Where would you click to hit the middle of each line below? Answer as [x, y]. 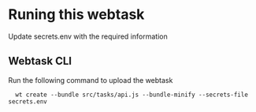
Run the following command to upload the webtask [91, 80]
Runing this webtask [76, 15]
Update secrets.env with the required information [88, 36]
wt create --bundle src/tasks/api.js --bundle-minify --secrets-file [132, 95]
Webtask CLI [40, 61]
